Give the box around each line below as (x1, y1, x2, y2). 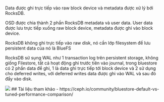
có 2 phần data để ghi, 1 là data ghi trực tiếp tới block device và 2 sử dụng (5, 65, 156, 71)
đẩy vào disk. (5, 76, 33, 82)
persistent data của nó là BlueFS (5, 45, 71, 51)
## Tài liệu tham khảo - (11, 86, 58, 92)
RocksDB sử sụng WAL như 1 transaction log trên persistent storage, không (5, 55, 159, 61)
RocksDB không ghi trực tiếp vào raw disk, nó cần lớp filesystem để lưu (5, 40, 151, 46)
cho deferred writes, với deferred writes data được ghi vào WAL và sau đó (5, 71, 156, 77)
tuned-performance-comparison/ (5, 92, 73, 98)
